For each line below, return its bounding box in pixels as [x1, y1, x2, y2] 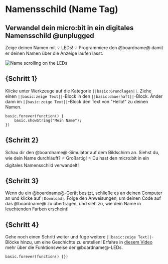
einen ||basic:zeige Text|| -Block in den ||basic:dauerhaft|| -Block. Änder [5, 93, 163, 99]
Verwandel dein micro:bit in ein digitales [5, 24, 134, 32]
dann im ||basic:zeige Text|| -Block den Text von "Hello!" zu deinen [5, 98, 148, 104]
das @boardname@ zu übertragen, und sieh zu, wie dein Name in [5, 201, 141, 207]
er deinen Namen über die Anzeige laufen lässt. [5, 50, 104, 56]
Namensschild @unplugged [5, 31, 94, 40]
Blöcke [5, 239, 20, 245]
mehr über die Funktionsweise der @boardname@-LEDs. [5, 244, 123, 250]
